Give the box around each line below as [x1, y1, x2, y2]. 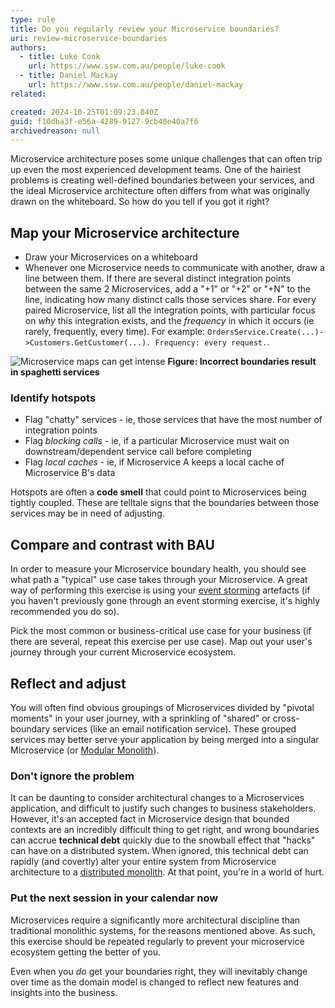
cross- [272, 712, 300, 724]
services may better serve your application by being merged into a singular [10, 733, 320, 745]
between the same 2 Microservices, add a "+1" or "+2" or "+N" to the [24, 283, 312, 295]
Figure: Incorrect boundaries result [167, 356, 317, 368]
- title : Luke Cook [19, 52, 101, 62]
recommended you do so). [10, 606, 120, 618]
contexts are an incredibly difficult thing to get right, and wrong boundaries [10, 824, 320, 836]
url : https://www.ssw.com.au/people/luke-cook [28, 61, 226, 71]
